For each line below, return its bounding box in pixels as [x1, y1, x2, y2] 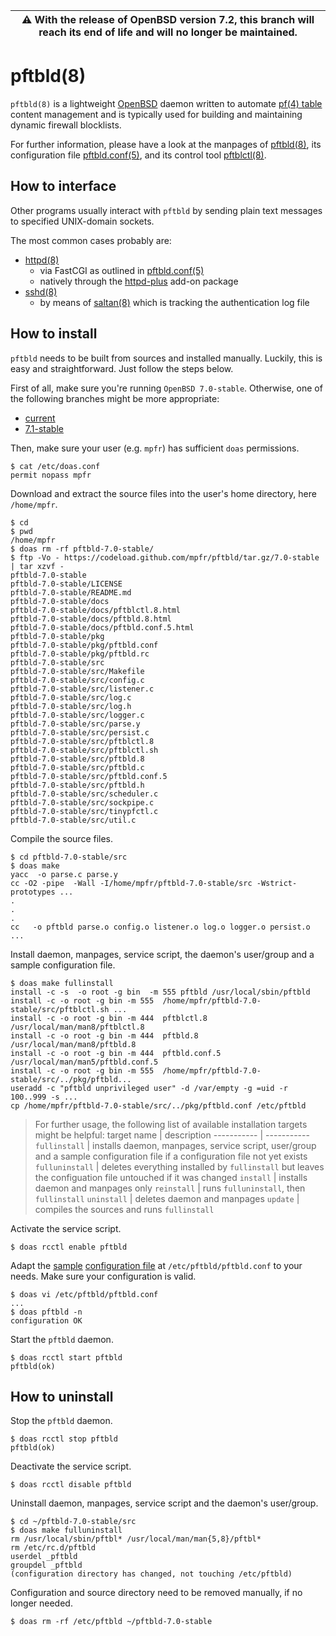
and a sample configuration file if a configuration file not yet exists [34, 1150, 308, 1162]
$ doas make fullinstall [10, 978, 114, 988]
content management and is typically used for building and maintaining [10, 108, 303, 120]
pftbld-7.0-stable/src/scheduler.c [10, 789, 159, 799]
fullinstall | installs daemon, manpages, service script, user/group [34, 1139, 317, 1151]
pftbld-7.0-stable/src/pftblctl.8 [10, 736, 155, 746]
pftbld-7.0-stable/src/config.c [10, 675, 145, 685]
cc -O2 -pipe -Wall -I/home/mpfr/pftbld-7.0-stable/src [10, 878, 253, 888]
